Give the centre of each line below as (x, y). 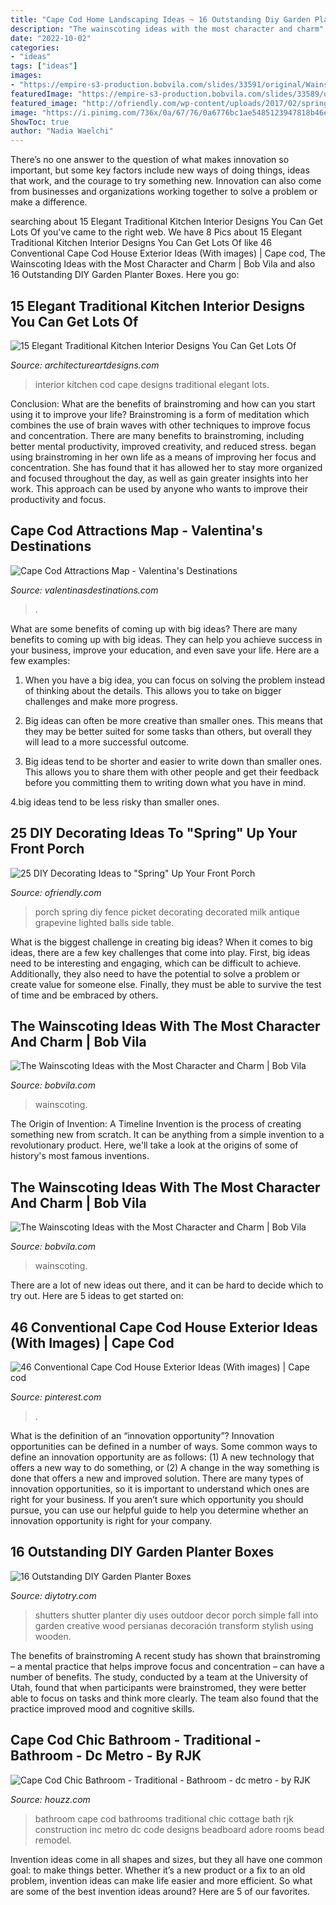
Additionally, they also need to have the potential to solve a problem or (155, 973)
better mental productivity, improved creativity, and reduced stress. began (163, 446)
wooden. (53, 1636)
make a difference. (49, 202)
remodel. (53, 1840)
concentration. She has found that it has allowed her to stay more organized (166, 467)
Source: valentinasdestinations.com (84, 590)
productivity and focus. (58, 499)
